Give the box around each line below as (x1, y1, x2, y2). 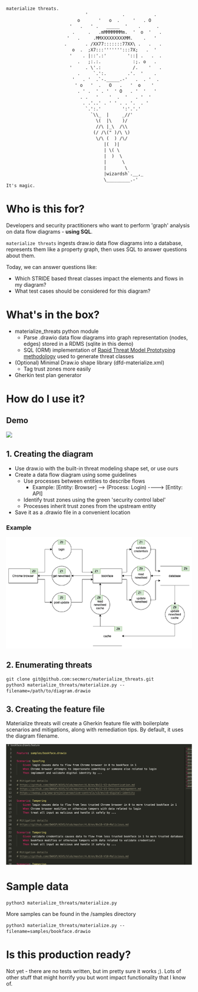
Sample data (6, 880, 69, 893)
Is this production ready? (6, 948, 131, 961)
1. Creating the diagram (6, 449, 93, 459)
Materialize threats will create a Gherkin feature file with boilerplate (6, 719, 169, 726)
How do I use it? (6, 392, 85, 406)
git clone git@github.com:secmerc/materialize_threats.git (6, 676, 154, 682)
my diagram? (14, 281, 47, 288)
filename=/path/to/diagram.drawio (6, 688, 91, 694)
